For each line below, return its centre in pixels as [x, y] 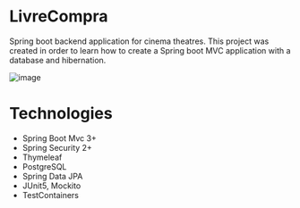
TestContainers [50, 195]
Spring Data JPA [52, 176]
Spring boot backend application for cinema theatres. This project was [139, 41]
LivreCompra [59, 17]
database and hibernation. [58, 60]
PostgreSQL [44, 166]
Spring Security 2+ [57, 147]
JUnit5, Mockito [51, 186]
